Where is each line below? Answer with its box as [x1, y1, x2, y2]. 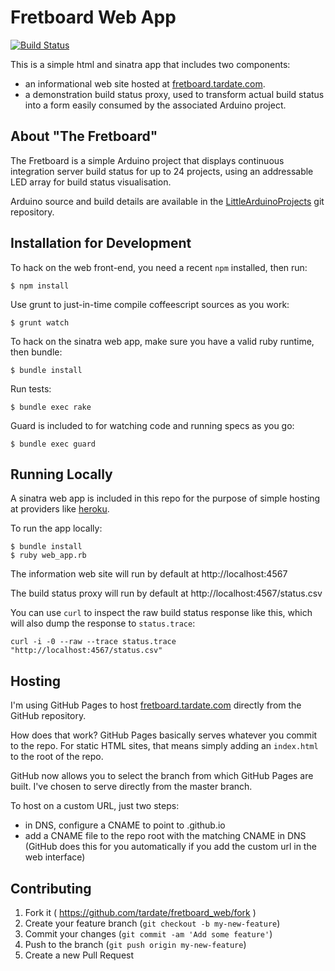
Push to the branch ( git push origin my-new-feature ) [24, 939, 247, 950]
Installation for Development [10, 235, 192, 252]
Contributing [10, 880, 92, 897]
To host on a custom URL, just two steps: [10, 800, 180, 812]
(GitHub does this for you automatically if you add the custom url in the [24, 841, 317, 853]
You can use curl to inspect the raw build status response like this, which [10, 607, 313, 619]
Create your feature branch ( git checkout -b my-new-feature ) [24, 917, 281, 929]
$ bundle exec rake [10, 402, 92, 412]
